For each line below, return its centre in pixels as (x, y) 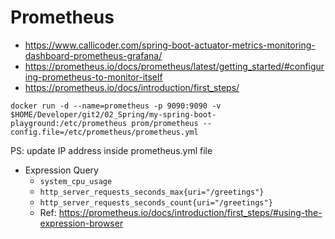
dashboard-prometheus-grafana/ (93, 55)
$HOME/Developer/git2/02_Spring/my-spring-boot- (113, 114)
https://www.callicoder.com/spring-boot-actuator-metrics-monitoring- (170, 45)
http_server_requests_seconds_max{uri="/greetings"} (152, 192)
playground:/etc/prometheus (69, 123)
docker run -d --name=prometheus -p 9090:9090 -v (116, 106)
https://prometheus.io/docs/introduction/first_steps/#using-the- (190, 212)
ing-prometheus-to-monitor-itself (93, 77)
